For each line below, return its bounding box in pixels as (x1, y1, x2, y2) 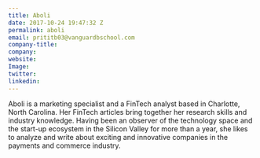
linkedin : (8, 77, 41, 85)
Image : (8, 63, 30, 71)
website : (8, 56, 37, 64)
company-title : (8, 41, 58, 49)
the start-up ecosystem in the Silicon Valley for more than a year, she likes (8, 123, 248, 134)
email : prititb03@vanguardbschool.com (8, 33, 135, 42)
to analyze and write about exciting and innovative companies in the (8, 132, 229, 141)
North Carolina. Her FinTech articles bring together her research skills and (8, 107, 247, 116)
